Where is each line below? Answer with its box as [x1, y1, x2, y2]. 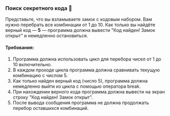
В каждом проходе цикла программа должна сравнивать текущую [12, 67, 160, 73]
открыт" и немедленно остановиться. [5, 33, 88, 39]
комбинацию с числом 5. [12, 72, 68, 79]
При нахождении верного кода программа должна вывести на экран [12, 88, 165, 94]
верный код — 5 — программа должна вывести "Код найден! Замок [5, 27, 155, 33]
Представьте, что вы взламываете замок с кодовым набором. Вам [5, 16, 152, 23]
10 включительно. [12, 61, 52, 67]
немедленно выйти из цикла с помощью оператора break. [12, 83, 141, 89]
